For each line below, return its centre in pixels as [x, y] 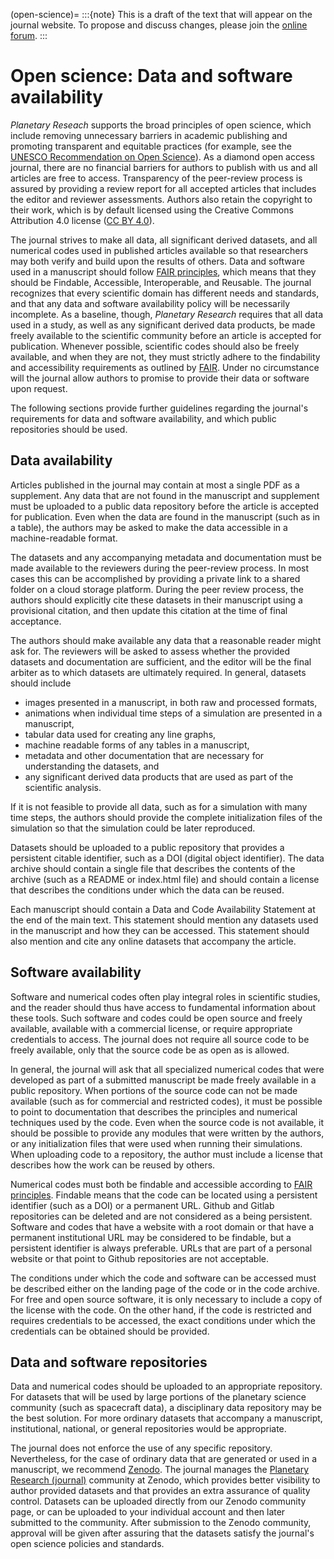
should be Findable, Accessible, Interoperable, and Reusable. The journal [161, 282]
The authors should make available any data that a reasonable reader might [166, 640]
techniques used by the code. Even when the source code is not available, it [167, 1122]
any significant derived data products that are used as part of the [159, 776]
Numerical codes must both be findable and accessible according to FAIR [161, 1184]
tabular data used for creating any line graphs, [120, 734]
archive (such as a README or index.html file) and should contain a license [165, 879]
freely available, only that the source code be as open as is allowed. [150, 1050]
